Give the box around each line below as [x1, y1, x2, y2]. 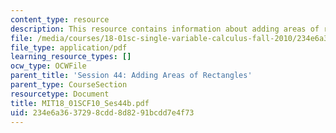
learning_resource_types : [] [10, 52, 132, 62]
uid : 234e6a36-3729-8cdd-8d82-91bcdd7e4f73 [10, 107, 195, 118]
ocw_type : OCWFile [10, 61, 87, 71]
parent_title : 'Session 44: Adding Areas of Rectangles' [10, 71, 253, 81]
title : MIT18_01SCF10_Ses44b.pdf [10, 98, 150, 108]
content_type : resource [10, 14, 110, 25]
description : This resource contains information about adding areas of [10, 24, 320, 34]
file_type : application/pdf [10, 42, 128, 53]
